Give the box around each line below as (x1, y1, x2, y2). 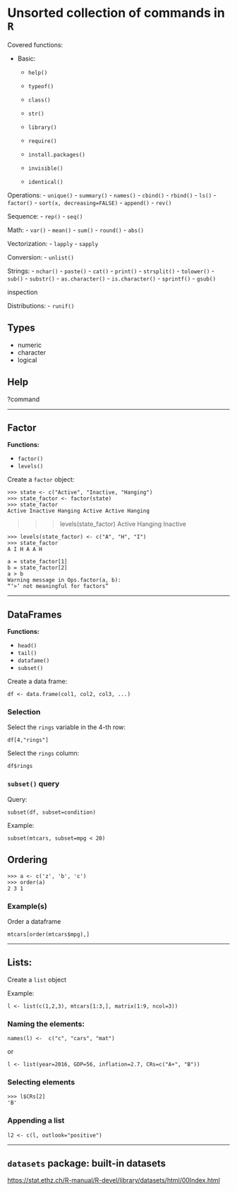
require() (28, 138, 58, 145)
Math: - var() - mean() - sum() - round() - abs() (7, 226, 145, 234)
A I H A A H (7, 546, 42, 553)
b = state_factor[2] (7, 564, 68, 572)
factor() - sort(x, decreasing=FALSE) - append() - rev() (7, 198, 172, 207)
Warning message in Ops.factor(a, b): (7, 577, 121, 584)
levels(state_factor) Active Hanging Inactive (59, 520, 187, 528)
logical (17, 355, 37, 364)
